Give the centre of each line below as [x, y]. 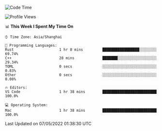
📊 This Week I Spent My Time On [39, 26]
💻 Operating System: [27, 105]
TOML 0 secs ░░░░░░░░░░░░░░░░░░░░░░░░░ [81, 66]
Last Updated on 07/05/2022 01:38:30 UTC [48, 124]
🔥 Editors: [16, 88]
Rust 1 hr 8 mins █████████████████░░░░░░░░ [81, 50]
